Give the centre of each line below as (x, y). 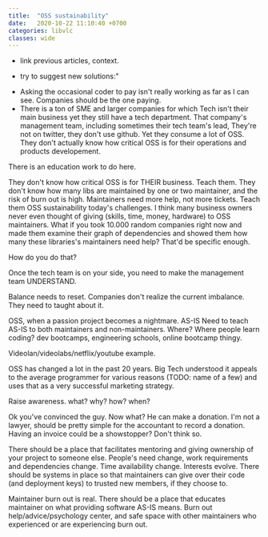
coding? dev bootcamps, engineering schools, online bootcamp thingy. (125, 338)
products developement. (60, 151)
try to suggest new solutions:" (69, 76)
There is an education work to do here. (72, 167)
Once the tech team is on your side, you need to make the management (126, 273)
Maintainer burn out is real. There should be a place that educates (117, 499)
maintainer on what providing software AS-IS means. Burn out (110, 507)
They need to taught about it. (56, 306)
